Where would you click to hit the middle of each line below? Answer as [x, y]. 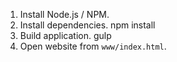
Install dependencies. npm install [87, 25]
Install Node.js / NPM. [64, 14]
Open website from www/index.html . [93, 46]
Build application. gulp [65, 35]
